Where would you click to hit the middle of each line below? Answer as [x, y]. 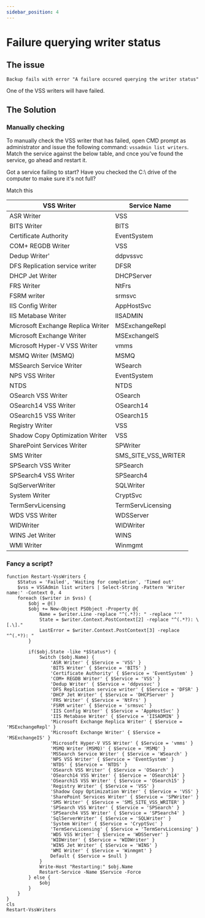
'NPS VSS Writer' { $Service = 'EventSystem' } [112, 759]
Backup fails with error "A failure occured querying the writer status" [103, 79]
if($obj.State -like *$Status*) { [72, 652]
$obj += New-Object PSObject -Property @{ [83, 609]
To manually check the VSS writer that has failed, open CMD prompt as [96, 141]
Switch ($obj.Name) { [67, 657]
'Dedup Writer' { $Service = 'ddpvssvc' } [105, 684]
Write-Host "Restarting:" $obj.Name [86, 866]
